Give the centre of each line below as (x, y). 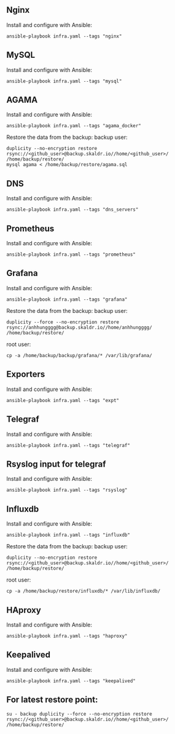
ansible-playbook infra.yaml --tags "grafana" (67, 299)
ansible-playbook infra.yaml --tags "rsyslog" (67, 490)
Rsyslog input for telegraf (56, 464)
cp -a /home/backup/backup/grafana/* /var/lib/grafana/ (79, 355)
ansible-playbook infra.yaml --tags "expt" (63, 400)
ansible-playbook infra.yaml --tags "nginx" (64, 36)
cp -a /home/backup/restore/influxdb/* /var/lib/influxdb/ (84, 591)
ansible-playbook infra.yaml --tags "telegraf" (68, 445)
